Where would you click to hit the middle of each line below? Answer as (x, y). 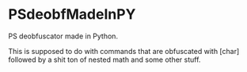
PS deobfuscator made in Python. (63, 36)
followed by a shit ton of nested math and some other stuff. (104, 59)
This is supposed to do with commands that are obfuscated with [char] (124, 51)
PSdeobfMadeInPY (72, 14)
